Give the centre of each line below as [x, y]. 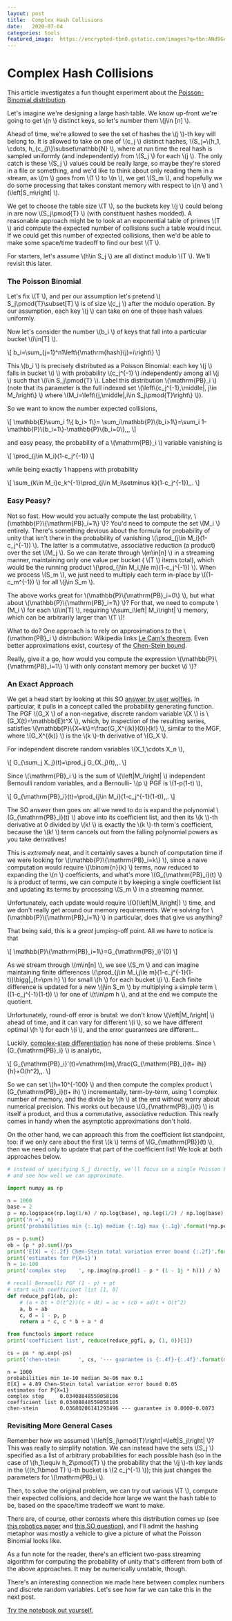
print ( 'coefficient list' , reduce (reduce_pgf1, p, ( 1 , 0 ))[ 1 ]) [100, 1341]
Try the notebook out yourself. [50, 1611]
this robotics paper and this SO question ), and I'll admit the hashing [103, 1526]
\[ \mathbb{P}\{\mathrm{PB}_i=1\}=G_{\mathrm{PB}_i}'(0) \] [93, 951]
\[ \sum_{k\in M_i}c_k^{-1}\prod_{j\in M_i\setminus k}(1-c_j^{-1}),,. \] [104, 483]
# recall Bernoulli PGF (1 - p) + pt [61, 1283]
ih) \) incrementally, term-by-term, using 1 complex [145, 1091]
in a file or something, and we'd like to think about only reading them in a [110, 171]
